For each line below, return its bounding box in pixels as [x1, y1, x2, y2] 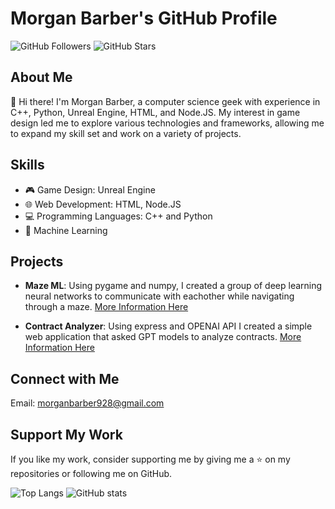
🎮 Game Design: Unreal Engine [24, 183, 156, 196]
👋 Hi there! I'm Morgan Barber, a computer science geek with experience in [10, 95, 321, 107]
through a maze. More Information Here [24, 301, 189, 313]
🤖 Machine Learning [24, 224, 108, 236]
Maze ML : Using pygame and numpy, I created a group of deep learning [24, 280, 323, 292]
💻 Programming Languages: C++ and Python [24, 210, 213, 222]
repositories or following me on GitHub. [10, 468, 173, 479]
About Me [10, 69, 73, 86]
